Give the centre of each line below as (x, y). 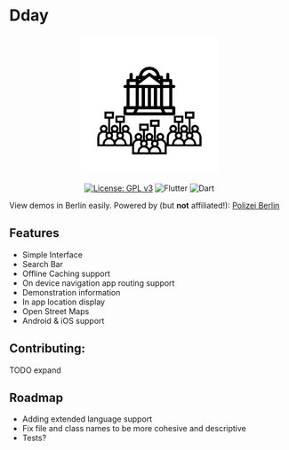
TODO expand (35, 370)
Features (34, 233)
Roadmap (36, 397)
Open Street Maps (56, 311)
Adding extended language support (87, 419)
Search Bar (43, 264)
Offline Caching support (66, 273)
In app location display (63, 302)
